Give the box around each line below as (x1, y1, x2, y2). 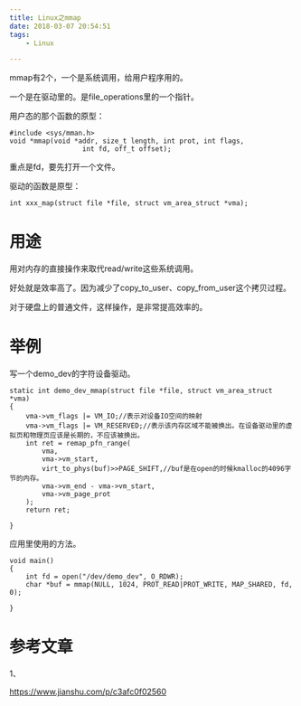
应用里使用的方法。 (9, 539, 81, 550)
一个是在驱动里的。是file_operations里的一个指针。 (9, 91, 199, 102)
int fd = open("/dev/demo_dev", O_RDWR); (25, 572, 183, 581)
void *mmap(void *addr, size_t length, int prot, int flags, (9, 136, 245, 146)
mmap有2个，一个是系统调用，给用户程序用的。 (9, 72, 188, 83)
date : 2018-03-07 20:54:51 (9, 22, 111, 31)
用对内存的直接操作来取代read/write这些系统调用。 (9, 263, 199, 274)
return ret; (25, 505, 71, 515)
